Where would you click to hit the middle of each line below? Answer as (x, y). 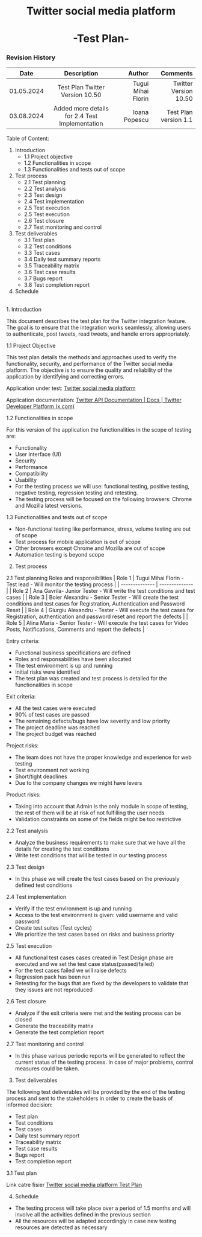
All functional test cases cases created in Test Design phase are (94, 957)
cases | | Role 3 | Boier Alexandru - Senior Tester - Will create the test (93, 597)
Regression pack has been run (53, 977)
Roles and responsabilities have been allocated (73, 659)
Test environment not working (52, 770)
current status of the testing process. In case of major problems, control (104, 1062)
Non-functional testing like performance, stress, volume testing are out (103, 529)
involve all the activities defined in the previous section (83, 1214)
